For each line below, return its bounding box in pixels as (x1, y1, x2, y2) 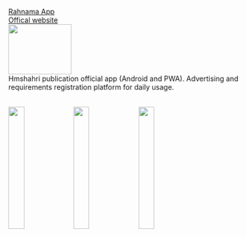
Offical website (8, 15, 58, 25)
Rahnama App (8, 7, 55, 16)
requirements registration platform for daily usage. (8, 82, 175, 91)
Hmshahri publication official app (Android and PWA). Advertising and (8, 74, 239, 83)
